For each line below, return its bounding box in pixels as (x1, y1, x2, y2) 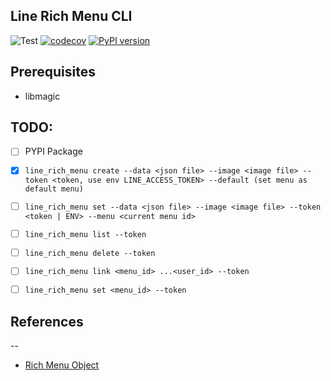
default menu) (24, 184, 84, 194)
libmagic (24, 90, 61, 102)
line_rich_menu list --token (24, 229, 147, 239)
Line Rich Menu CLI (10, 8, 133, 25)
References (10, 313, 84, 330)
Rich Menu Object (24, 359, 100, 371)
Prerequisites (10, 64, 96, 81)
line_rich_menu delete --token (24, 248, 156, 258)
